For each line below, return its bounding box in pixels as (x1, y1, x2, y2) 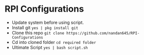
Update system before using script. (11, 19, 84, 25)
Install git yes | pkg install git (11, 24, 79, 30)
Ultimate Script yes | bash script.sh (11, 44, 88, 50)
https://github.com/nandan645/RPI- (66, 31, 140, 36)
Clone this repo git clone (11, 30, 65, 36)
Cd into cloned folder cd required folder (11, 39, 96, 45)
